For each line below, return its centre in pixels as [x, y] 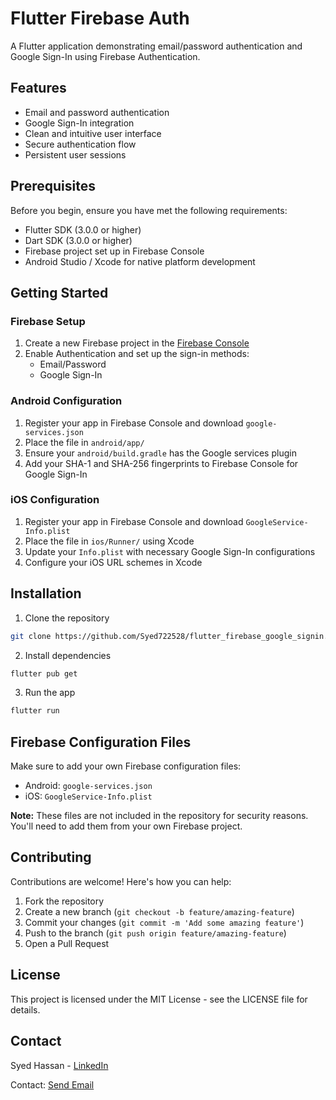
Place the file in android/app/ [84, 442]
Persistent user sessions [75, 154]
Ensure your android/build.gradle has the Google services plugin [160, 453]
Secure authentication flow [80, 144]
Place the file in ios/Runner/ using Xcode [109, 541]
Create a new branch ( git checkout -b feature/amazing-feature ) [159, 911]
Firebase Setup [48, 321]
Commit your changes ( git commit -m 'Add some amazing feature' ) [164, 922]
